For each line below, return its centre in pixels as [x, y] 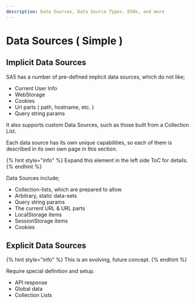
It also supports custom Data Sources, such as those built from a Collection [98, 125]
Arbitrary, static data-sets [46, 196]
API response [31, 283]
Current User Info [36, 88]
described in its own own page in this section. [62, 149]
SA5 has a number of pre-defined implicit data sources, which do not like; [96, 77]
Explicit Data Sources [46, 246]
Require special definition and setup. [51, 271]
